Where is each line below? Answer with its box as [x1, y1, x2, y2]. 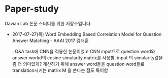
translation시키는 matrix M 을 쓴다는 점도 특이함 [12, 67, 109, 73]
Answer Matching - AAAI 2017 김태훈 [12, 37, 89, 44]
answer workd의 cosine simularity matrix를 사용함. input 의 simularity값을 [12, 54, 163, 61]
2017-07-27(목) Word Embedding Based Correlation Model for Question [12, 31, 162, 37]
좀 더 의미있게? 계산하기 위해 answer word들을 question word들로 [12, 61, 145, 67]
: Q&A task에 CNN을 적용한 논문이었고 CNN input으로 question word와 [12, 48, 155, 54]
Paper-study [5, 3, 59, 15]
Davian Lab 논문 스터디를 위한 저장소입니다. [5, 20, 92, 26]
